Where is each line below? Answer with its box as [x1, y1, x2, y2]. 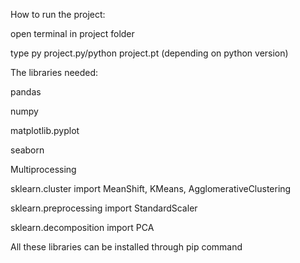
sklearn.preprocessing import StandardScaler [10, 202, 198, 214]
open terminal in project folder [10, 28, 135, 39]
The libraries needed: [10, 67, 99, 78]
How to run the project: [10, 9, 106, 20]
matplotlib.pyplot [10, 125, 80, 136]
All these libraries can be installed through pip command [10, 241, 243, 253]
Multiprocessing [10, 164, 77, 175]
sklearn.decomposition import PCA [10, 222, 155, 233]
